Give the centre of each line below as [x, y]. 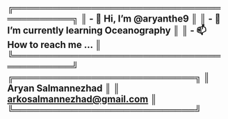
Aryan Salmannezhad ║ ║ [64, 89]
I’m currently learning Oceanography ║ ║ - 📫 [107, 31]
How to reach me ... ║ [55, 45]
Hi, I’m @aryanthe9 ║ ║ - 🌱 [162, 19]
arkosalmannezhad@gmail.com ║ [82, 99]
